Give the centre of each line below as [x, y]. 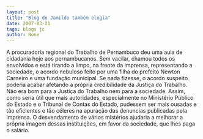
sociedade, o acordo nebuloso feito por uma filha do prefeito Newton [93, 72]
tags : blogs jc [26, 29]
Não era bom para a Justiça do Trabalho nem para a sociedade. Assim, [96, 91]
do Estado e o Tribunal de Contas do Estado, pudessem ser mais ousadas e [102, 104]
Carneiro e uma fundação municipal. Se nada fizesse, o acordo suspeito [97, 78]
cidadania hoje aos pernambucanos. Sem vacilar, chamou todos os [91, 59]
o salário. [18, 130]
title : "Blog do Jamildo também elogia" [59, 18]
